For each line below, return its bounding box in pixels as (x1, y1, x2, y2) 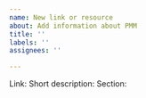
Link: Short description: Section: (9, 78, 127, 89)
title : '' (9, 29, 46, 38)
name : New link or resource (9, 12, 114, 22)
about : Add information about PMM (9, 21, 138, 30)
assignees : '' (9, 46, 62, 55)
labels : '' (9, 37, 50, 47)
